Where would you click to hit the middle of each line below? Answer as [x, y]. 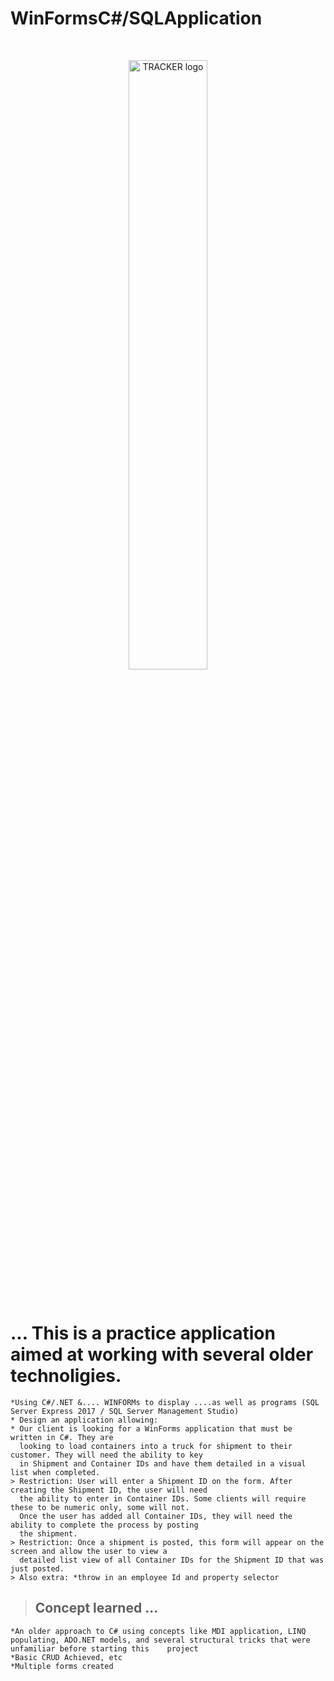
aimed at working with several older [162, 1354]
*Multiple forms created [62, 1666]
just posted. [37, 1568]
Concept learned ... [96, 1608]
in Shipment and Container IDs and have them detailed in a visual [163, 1463]
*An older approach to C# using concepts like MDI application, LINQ [158, 1631]
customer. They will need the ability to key [106, 1455]
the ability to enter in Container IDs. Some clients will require [163, 1498]
